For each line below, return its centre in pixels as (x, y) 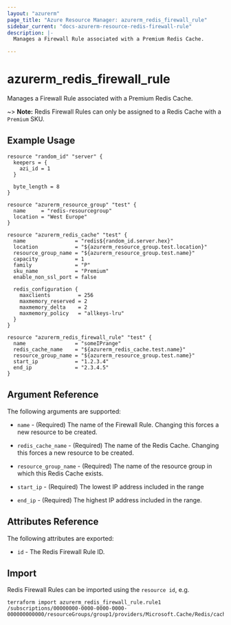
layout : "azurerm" (33, 13)
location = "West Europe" (51, 217)
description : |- (30, 33)
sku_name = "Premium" (61, 271)
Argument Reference (53, 395)
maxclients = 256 (57, 295)
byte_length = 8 (36, 187)
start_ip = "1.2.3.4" (61, 361)
